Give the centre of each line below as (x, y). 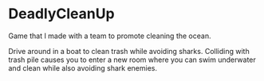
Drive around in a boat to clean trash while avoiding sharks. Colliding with (129, 51)
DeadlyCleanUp (61, 14)
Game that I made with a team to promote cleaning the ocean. (110, 36)
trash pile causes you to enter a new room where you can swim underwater (132, 60)
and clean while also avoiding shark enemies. (83, 67)
